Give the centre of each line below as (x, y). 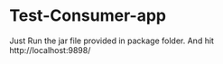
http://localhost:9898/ (50, 50)
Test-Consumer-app (88, 16)
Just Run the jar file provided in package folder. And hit (112, 41)
